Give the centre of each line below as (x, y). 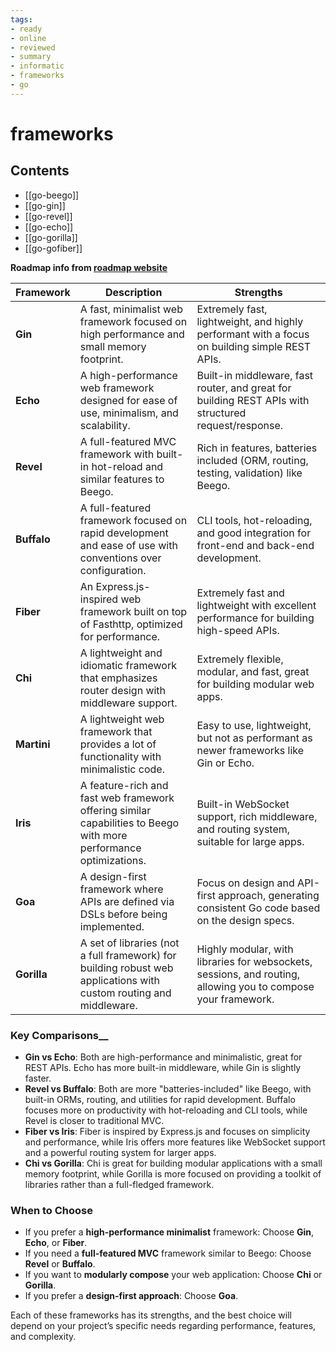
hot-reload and (127, 466)
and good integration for (254, 533)
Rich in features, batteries (257, 448)
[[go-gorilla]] (51, 237)
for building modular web (255, 684)
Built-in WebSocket (243, 804)
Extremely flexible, (240, 659)
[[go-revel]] (48, 216)
